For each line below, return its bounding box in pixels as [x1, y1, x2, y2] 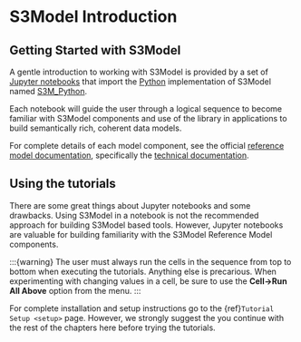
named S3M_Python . [9, 86, 88, 96]
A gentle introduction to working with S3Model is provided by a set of [9, 66, 269, 77]
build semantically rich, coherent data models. [9, 122, 182, 133]
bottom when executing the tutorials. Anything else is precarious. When [9, 266, 277, 277]
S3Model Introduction [9, 6, 178, 27]
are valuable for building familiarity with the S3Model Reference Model [9, 229, 273, 239]
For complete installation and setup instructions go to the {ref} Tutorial [9, 302, 275, 314]
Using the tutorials [9, 176, 116, 191]
